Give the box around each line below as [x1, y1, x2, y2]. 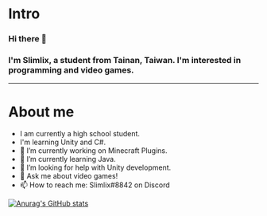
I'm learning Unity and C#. [19, 137, 106, 147]
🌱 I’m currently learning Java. [19, 155, 117, 164]
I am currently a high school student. [19, 129, 141, 139]
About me [8, 103, 75, 120]
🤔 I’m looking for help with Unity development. [19, 163, 172, 172]
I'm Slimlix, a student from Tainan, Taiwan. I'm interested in [8, 55, 242, 66]
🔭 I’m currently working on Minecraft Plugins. [19, 146, 168, 155]
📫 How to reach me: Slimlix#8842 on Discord [19, 180, 170, 190]
